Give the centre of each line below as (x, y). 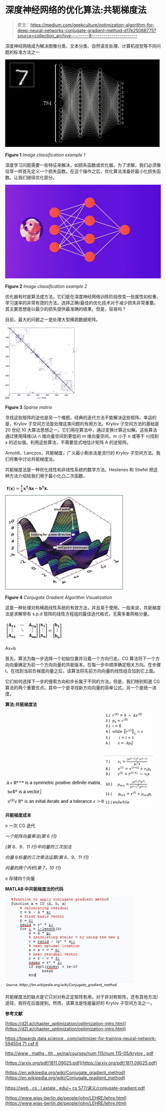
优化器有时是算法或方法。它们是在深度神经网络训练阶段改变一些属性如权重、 (83, 297)
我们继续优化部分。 (38, 177)
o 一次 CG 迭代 (20, 826)
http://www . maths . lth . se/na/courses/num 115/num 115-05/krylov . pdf (80, 1053)
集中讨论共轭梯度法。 (35, 459)
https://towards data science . (36, 1039)
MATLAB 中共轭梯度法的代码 (34, 889)
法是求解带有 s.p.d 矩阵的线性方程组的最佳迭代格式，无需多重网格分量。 (79, 614)
